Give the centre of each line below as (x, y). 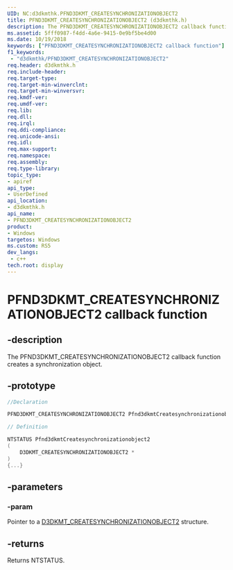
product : (20, 226)
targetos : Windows (34, 240)
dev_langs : (23, 253)
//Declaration (28, 402)
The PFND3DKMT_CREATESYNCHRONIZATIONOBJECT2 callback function (114, 357)
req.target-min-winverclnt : (48, 85)
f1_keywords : (26, 53)
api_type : (21, 188)
